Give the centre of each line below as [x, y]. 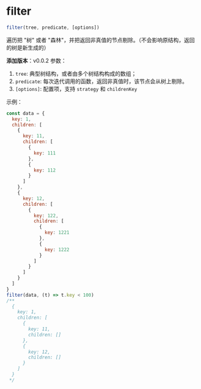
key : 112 [45, 170]
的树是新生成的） [28, 48]
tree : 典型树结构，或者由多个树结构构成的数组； [76, 73]
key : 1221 [57, 233]
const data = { [26, 113]
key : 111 [45, 153]
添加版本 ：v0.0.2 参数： [37, 60]
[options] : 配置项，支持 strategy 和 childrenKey [76, 89]
